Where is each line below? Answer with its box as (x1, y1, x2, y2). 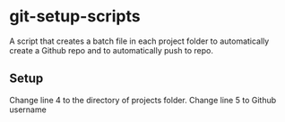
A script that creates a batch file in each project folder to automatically (9, 36, 270, 46)
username (9, 104, 47, 115)
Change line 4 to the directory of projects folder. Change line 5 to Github (9, 94, 277, 105)
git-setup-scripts (9, 6, 141, 27)
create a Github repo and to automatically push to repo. (9, 45, 213, 55)
